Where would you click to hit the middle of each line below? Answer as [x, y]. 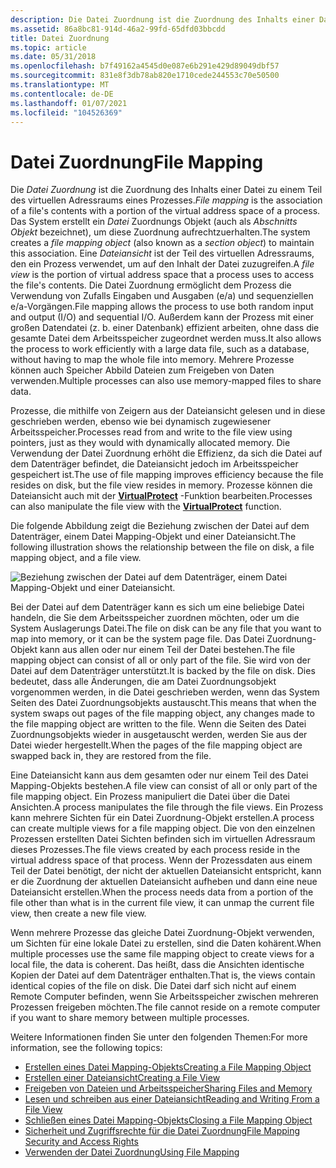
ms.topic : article [48, 47]
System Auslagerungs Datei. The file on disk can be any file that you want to [166, 628]
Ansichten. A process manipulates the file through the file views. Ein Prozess [167, 807]
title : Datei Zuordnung [60, 38]
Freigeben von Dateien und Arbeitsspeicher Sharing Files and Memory [168, 1088]
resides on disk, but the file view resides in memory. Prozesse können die [161, 485]
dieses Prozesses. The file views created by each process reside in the [155, 850]
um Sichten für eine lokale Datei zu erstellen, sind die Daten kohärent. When [166, 943]
